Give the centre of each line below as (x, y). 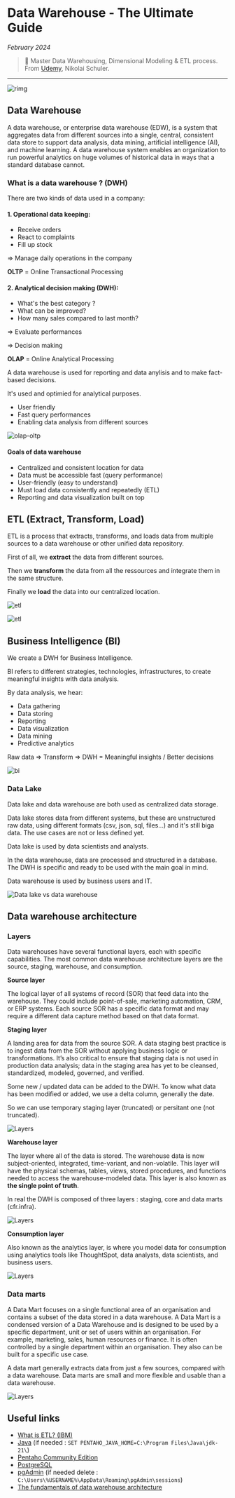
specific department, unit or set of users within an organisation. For (104, 1332)
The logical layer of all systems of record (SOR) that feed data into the (108, 994)
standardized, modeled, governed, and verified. (76, 1073)
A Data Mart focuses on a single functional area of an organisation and (109, 1309)
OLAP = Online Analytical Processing (60, 359)
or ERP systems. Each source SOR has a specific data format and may (108, 1008)
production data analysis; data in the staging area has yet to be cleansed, (113, 1066)
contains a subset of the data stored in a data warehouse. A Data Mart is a (114, 1317)
